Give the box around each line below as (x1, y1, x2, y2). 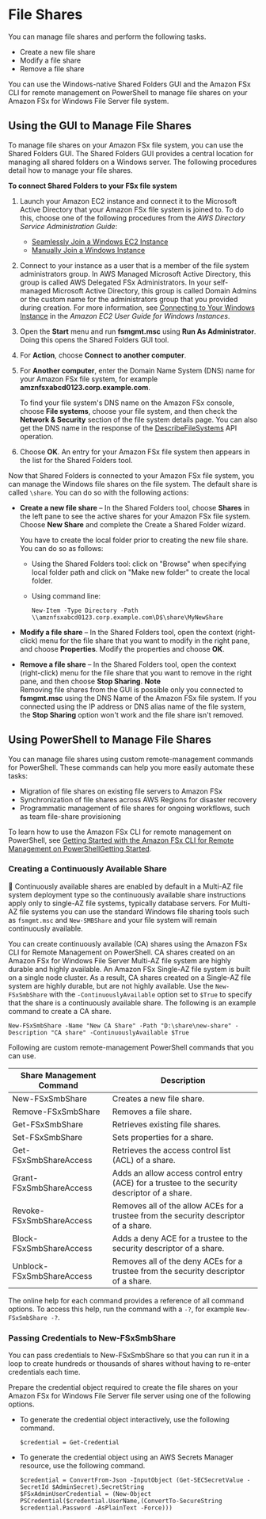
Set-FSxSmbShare (12, 1131, 83, 1142)
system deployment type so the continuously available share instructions (8, 890, 246, 899)
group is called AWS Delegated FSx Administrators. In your (19, 277, 212, 287)
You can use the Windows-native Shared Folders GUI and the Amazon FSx (8, 79, 251, 89)
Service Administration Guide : (19, 221, 118, 231)
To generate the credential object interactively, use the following (19, 1415, 230, 1425)
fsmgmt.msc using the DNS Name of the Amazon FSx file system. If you (19, 693, 257, 702)
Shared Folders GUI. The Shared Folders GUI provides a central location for (8, 148, 254, 158)
